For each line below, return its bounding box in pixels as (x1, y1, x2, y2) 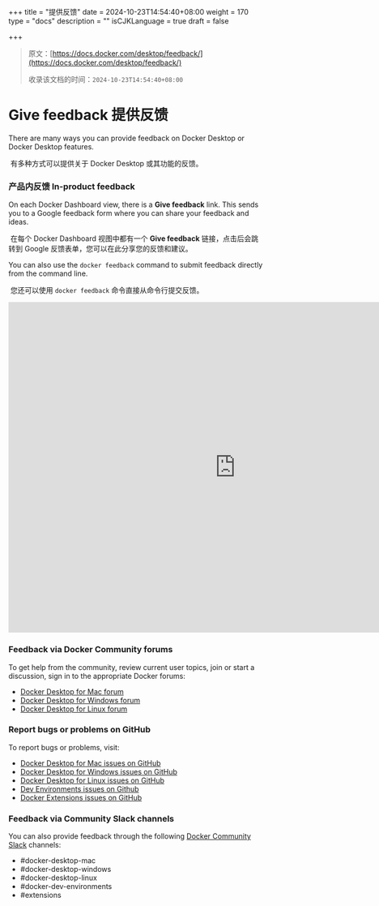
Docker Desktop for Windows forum (19, 695, 141, 705)
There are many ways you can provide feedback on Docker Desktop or (8, 133, 245, 143)
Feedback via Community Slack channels (8, 813, 175, 824)
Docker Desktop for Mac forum (19, 686, 124, 696)
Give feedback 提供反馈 (8, 106, 168, 124)
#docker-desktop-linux (19, 873, 97, 882)
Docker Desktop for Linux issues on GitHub (19, 775, 164, 785)
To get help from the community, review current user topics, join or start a (8, 662, 255, 672)
